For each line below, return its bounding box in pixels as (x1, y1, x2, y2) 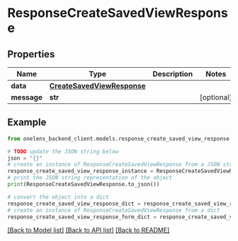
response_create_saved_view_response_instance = (7, 167, 154, 175)
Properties (7, 48, 55, 60)
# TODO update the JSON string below (7, 148, 119, 155)
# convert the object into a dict (7, 193, 110, 201)
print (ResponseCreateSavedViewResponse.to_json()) (7, 181, 160, 188)
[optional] (199, 93, 232, 102)
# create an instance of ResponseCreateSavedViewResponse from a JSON (7, 161, 220, 168)
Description (152, 69, 193, 78)
